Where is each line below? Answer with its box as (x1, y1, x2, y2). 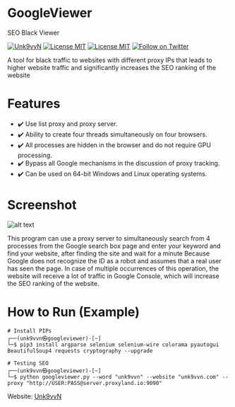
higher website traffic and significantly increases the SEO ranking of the (7, 63, 217, 71)
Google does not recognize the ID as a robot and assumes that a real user (7, 256, 222, 265)
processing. (17, 151, 53, 159)
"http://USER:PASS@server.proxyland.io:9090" (25, 379, 162, 386)
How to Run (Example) (7, 304, 140, 320)
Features (7, 96, 61, 112)
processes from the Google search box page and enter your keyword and (7, 241, 221, 250)
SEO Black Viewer (7, 28, 60, 37)
